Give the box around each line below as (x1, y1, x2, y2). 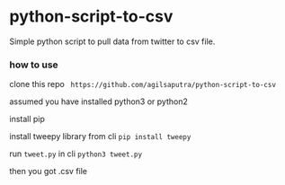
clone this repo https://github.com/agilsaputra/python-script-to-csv (9, 79, 277, 90)
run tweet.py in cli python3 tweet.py (9, 148, 142, 159)
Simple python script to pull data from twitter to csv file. (9, 36, 216, 47)
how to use (9, 58, 58, 71)
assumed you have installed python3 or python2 (9, 96, 189, 107)
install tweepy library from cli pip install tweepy (9, 131, 191, 142)
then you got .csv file (9, 166, 88, 177)
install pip (9, 114, 45, 125)
